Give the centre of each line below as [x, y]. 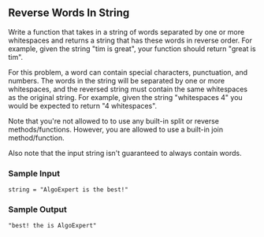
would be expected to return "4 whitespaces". [83, 106]
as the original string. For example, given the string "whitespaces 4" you [125, 97]
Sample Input [34, 173]
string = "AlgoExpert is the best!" [68, 190]
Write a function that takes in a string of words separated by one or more [126, 31]
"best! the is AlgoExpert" [52, 226]
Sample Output [37, 209]
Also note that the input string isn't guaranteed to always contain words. [125, 153]
